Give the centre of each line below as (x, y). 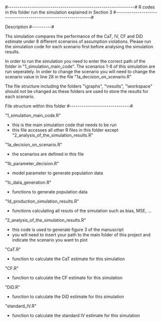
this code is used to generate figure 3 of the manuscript (68, 229)
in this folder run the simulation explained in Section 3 (59, 12)
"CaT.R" (13, 249)
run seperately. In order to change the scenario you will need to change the (80, 72)
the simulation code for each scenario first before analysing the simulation (79, 47)
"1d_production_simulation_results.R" (42, 201)
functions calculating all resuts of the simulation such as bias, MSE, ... (82, 211)
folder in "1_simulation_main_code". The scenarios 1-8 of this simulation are (80, 66)
